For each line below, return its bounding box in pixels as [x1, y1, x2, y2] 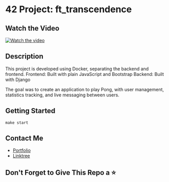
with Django [5, 76, 31, 83]
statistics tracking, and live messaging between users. [5, 92, 119, 98]
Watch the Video [5, 24, 60, 33]
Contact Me [5, 134, 43, 143]
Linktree [12, 153, 31, 159]
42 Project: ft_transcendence [5, 4, 132, 15]
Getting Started [5, 107, 56, 115]
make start [5, 120, 29, 125]
